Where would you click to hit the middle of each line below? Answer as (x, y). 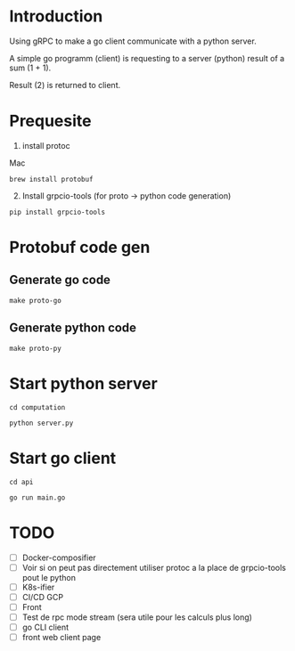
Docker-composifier (59, 557)
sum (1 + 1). (30, 68)
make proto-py (36, 348)
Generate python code (73, 328)
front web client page (61, 637)
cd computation (37, 407)
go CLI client (45, 627)
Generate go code (60, 280)
